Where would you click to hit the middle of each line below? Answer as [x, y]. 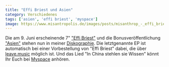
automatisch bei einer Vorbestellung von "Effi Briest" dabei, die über [76, 48]
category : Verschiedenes [31, 14]
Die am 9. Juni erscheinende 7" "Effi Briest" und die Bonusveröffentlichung [83, 38]
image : [12, 24]
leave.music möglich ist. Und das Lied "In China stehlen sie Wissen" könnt [82, 54]
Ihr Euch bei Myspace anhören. [38, 59]
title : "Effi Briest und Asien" [39, 10]
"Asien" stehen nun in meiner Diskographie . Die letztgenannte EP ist [75, 43]
